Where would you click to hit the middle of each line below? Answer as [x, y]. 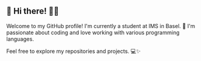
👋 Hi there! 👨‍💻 [33, 11]
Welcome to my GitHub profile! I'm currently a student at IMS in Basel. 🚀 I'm [101, 26]
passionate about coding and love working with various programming [93, 32]
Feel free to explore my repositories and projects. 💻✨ [73, 51]
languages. [20, 39]
